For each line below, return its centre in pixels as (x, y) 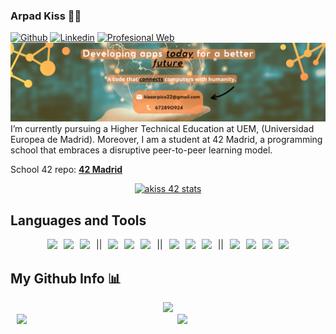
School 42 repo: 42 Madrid (66, 170)
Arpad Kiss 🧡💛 (46, 16)
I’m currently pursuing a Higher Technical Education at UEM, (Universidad (162, 129)
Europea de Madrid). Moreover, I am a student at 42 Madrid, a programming (166, 140)
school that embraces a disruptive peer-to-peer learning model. (141, 150)
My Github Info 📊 (66, 278)
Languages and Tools (78, 220)
